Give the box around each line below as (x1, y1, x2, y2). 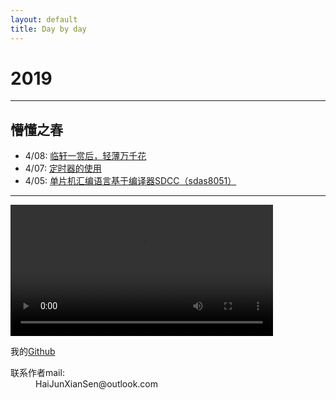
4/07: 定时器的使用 (24, 162, 102, 175)
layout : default (10, 14, 78, 25)
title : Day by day (10, 24, 87, 34)
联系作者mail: (10, 367, 65, 379)
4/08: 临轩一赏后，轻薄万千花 (24, 150, 147, 162)
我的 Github (10, 346, 56, 358)
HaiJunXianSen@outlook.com (35, 378, 159, 390)
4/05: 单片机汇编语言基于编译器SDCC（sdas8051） (24, 175, 237, 187)
